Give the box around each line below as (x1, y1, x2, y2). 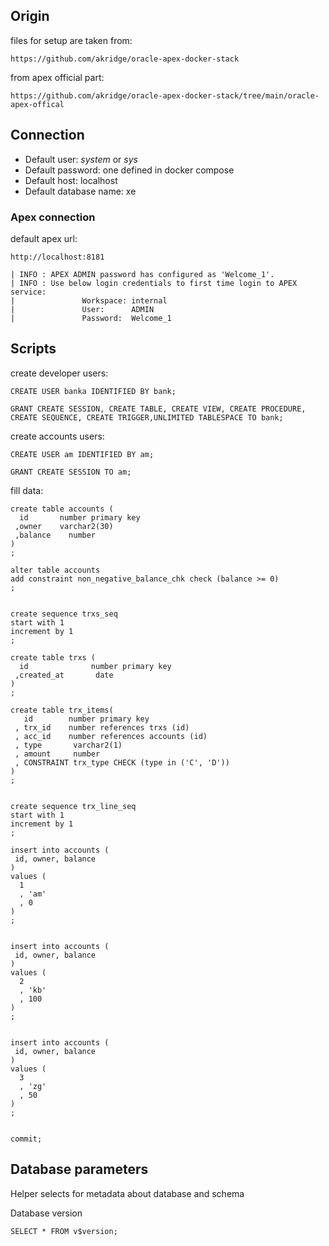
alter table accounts (10, 565, 101, 575)
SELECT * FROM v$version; (10, 1226, 118, 1236)
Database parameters (10, 1161, 149, 1178)
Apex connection (10, 210, 96, 224)
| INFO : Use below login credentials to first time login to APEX (10, 278, 298, 288)
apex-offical (10, 99, 65, 109)
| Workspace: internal (10, 295, 168, 306)
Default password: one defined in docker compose (24, 164, 235, 176)
